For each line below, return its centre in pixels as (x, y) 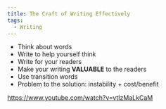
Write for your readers (50, 62)
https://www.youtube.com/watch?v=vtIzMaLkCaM (80, 98)
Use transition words (47, 77)
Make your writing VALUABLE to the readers (82, 69)
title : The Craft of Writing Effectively (69, 14)
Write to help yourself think (57, 54)
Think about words (45, 47)
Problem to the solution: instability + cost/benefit (88, 84)
